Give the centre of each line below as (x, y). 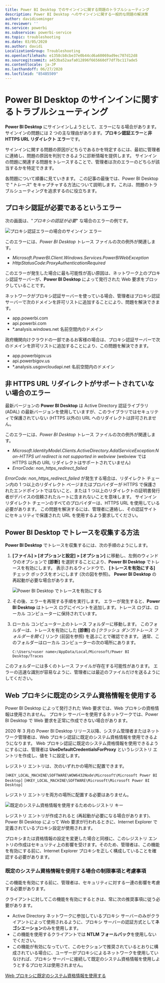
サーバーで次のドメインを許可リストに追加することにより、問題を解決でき (81, 302)
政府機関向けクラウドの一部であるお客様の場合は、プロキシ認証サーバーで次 (82, 339)
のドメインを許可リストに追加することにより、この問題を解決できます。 (78, 346)
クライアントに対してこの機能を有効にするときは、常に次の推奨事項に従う (81, 899)
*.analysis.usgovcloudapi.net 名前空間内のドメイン (63, 367)
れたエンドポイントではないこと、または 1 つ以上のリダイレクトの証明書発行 (83, 491)
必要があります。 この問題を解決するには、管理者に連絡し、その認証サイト (81, 509)
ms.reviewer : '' (22, 23)
